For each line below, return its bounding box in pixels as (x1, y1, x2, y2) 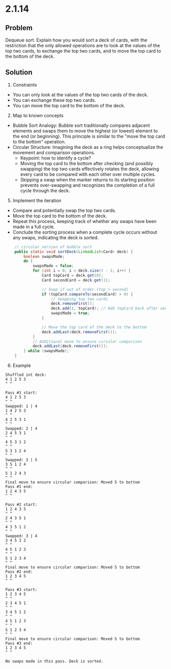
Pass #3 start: (5, 587, 38, 592)
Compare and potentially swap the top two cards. (12, 207, 117, 213)
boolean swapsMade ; (23, 254, 65, 259)
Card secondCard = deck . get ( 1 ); (41, 277, 110, 283)
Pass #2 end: (5, 569, 33, 574)
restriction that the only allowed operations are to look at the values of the (5, 42, 160, 49)
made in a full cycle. (12, 224, 55, 230)
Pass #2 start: (5, 502, 38, 507)
